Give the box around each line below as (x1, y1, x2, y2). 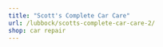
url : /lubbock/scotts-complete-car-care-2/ (8, 19, 156, 27)
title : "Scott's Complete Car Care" (8, 11, 130, 20)
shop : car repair (8, 26, 66, 34)
